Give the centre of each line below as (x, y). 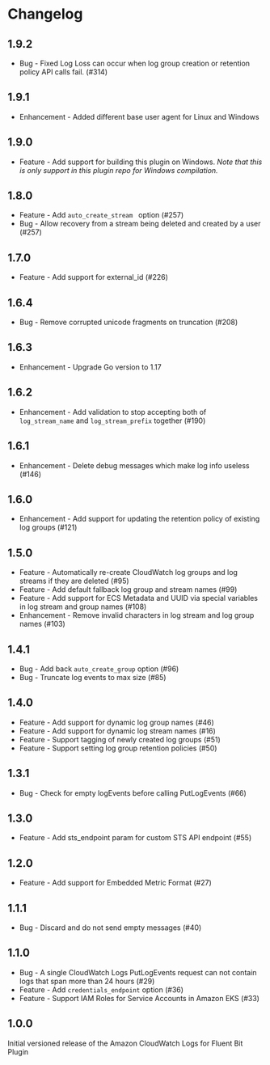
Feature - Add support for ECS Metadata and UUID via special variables (139, 598)
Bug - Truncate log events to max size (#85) (93, 677)
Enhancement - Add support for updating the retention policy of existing (139, 519)
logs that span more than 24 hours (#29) (87, 981)
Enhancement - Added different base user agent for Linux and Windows (139, 116)
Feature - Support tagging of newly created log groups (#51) (120, 739)
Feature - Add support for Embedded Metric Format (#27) (115, 883)
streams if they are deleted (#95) (74, 581)
